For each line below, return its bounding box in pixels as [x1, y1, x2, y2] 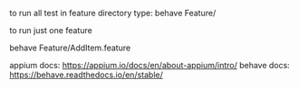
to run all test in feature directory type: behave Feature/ [9, 8, 217, 18]
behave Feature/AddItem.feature [9, 42, 131, 53]
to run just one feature [9, 25, 92, 35]
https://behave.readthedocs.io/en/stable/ [9, 69, 163, 80]
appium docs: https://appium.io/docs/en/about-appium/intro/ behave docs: [9, 60, 290, 70]
